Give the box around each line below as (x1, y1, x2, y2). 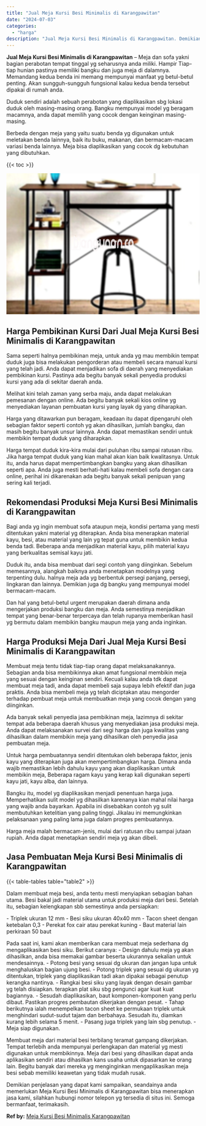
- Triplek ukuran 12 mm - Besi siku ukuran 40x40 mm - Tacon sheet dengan (6, 915, 198, 922)
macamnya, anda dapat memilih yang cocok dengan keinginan (6, 111, 164, 119)
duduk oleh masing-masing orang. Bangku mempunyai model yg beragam (6, 104, 194, 112)
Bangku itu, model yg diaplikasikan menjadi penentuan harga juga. (6, 790, 174, 797)
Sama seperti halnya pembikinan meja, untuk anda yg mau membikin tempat (6, 352, 199, 360)
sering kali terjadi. (6, 479, 51, 487)
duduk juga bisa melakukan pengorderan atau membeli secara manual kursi (6, 358, 198, 366)
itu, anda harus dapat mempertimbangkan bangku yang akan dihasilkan (6, 460, 188, 467)
